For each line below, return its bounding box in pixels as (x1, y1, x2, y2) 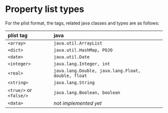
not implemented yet (53, 99, 102, 106)
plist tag (7, 31, 28, 38)
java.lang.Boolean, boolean (53, 89, 120, 95)
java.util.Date (53, 54, 90, 59)
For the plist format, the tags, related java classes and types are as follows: (5, 20, 159, 26)
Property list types (5, 3, 84, 15)
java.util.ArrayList (53, 40, 102, 46)
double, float (53, 72, 87, 78)
